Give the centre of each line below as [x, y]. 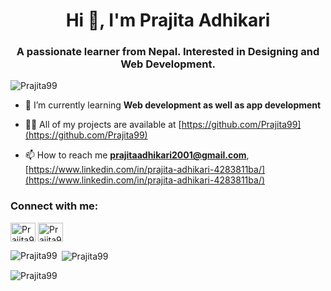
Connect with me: [54, 206]
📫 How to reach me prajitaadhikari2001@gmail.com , [137, 155]
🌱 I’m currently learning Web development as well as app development [173, 105]
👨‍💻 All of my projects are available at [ [103, 125]
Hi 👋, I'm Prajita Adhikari [168, 20]
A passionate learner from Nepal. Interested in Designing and [168, 52]
